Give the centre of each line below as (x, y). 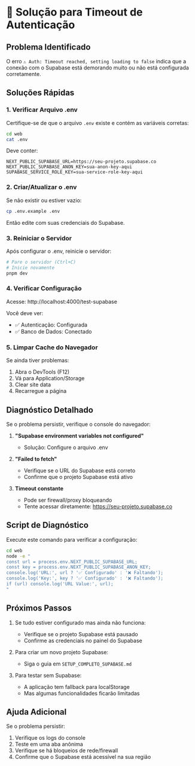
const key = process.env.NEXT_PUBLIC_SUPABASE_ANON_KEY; (79, 567)
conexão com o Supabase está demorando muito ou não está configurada (98, 68)
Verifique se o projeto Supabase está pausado (81, 634)
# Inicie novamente (31, 268)
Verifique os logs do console (50, 738)
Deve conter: (22, 151)
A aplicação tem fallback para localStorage (77, 686)
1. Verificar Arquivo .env (42, 110)
